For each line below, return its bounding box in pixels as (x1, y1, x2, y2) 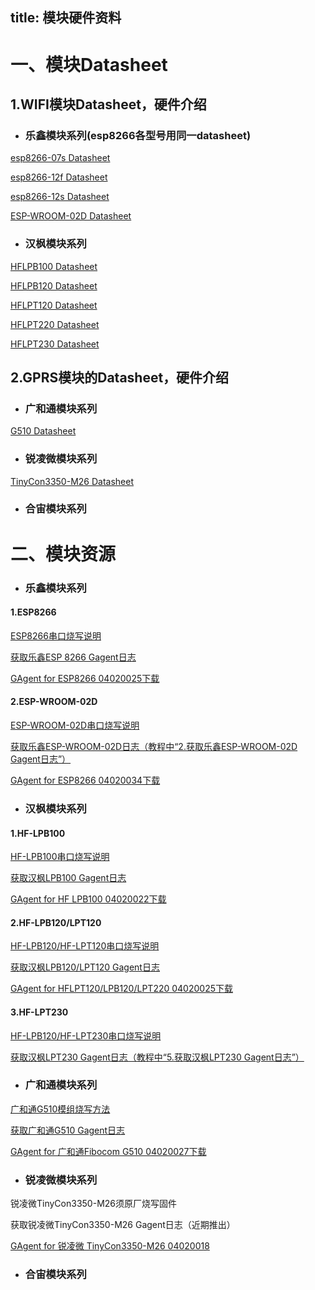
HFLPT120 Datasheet (10, 299, 98, 311)
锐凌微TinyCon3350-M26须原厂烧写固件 (10, 1198, 177, 1210)
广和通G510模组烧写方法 (10, 1103, 111, 1115)
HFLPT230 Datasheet (10, 338, 100, 350)
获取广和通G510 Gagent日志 (10, 1124, 126, 1136)
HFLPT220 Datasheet (10, 318, 100, 330)
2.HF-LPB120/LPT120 (10, 916, 102, 928)
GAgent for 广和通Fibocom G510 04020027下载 (10, 1145, 207, 1157)
